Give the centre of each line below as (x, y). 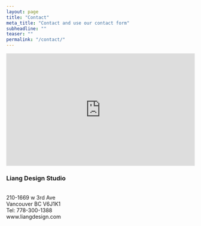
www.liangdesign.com (33, 217)
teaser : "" (20, 34)
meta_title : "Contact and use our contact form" (68, 23)
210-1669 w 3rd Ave (31, 198)
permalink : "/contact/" (36, 40)
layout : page (22, 12)
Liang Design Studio (36, 178)
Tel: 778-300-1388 (29, 210)
